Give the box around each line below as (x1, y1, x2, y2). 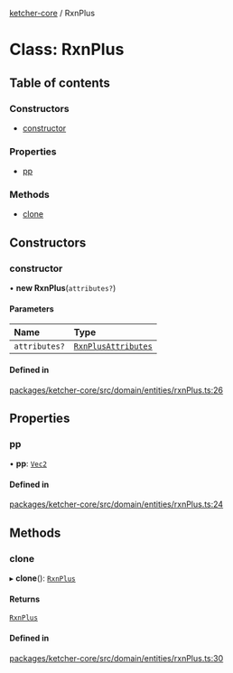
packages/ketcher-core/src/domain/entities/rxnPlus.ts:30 (9, 652, 224, 663)
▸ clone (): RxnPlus (9, 573, 76, 584)
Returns (9, 594, 41, 604)
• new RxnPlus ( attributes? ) (9, 283, 116, 294)
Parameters (9, 303, 54, 314)
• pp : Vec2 (9, 458, 48, 469)
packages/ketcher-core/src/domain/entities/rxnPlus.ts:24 (9, 499, 224, 509)
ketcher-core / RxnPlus (9, 8, 96, 18)
